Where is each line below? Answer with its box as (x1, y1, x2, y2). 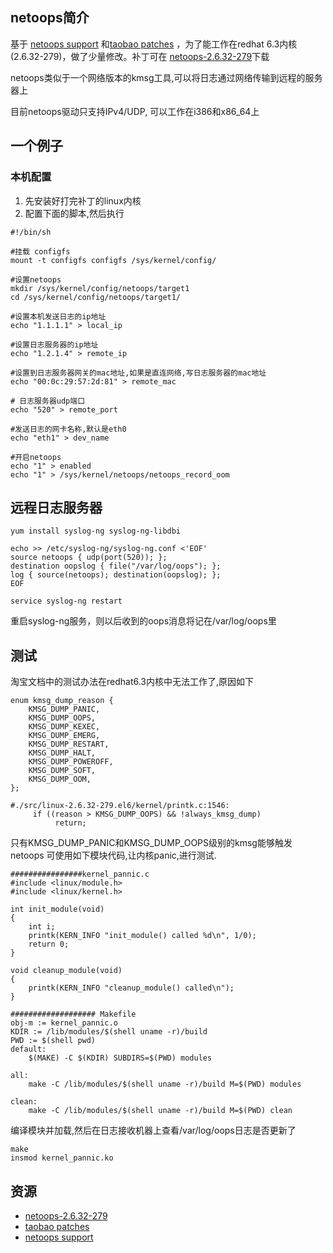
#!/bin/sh (10, 227, 52, 237)
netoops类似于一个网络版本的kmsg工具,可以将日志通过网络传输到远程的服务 (10, 71, 323, 83)
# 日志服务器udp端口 (10, 396, 86, 406)
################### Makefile (10, 1009, 137, 1020)
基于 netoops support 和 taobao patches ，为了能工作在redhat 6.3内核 (10, 38, 298, 50)
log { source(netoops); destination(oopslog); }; (10, 570, 222, 580)
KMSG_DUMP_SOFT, (28, 766, 97, 776)
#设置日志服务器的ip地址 (10, 339, 99, 350)
